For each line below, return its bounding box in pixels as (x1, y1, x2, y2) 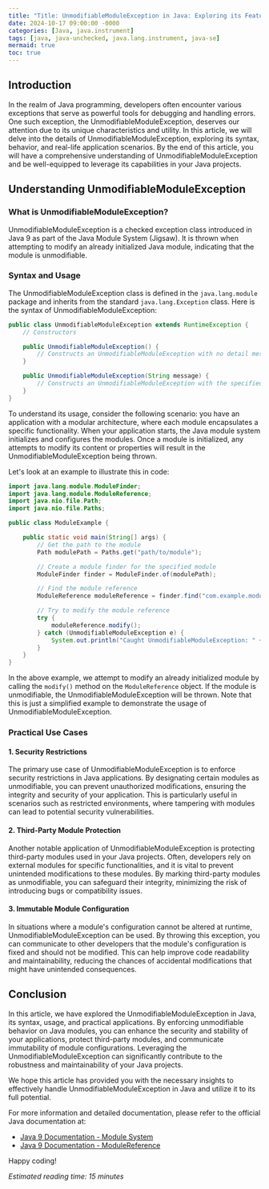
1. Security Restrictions (8, 747, 87, 756)
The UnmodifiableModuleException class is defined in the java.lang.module (8, 288, 258, 298)
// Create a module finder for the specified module (37, 562, 217, 570)
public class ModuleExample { (8, 519, 110, 527)
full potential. (8, 1092, 52, 1102)
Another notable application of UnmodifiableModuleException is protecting (8, 843, 255, 853)
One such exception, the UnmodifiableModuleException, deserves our (8, 117, 240, 126)
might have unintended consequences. (8, 964, 138, 974)
